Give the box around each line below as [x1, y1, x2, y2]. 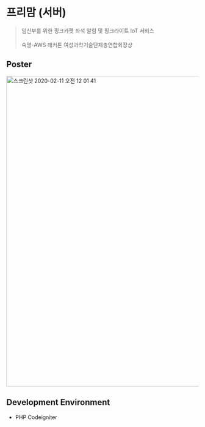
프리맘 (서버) [6, 6, 67, 20]
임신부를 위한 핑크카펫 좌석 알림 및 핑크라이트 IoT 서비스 [21, 27, 154, 34]
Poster [6, 59, 32, 70]
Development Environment [6, 397, 110, 407]
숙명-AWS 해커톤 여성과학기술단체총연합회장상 [21, 41, 133, 48]
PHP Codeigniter [15, 414, 57, 421]
